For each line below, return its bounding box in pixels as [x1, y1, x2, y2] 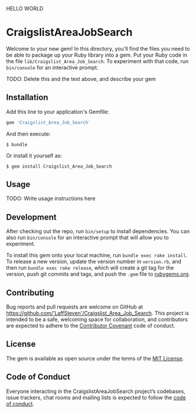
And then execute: [6, 130, 51, 137]
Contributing [6, 287, 54, 297]
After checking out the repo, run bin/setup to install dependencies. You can [6, 228, 190, 235]
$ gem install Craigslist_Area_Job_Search [6, 163, 112, 169]
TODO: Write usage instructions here [6, 195, 96, 202]
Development [6, 212, 57, 222]
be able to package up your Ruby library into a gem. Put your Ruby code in [6, 51, 188, 58]
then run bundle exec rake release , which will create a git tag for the [6, 264, 174, 271]
